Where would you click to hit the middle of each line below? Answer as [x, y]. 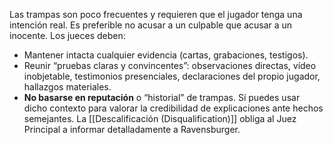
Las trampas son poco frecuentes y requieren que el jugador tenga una [156, 14]
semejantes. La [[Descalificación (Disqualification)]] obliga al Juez [160, 118]
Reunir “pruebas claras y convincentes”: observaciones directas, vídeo [170, 65]
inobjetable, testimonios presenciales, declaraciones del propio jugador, [172, 76]
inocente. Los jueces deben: [67, 35]
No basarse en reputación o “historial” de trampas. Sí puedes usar [162, 97]
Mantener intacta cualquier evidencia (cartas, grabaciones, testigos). [166, 55]
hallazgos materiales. [67, 87]
